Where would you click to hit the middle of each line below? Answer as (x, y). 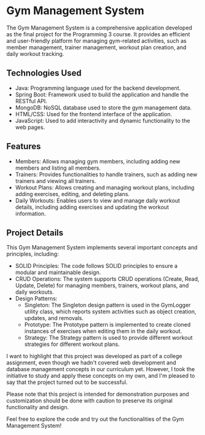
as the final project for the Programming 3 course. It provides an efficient (98, 34)
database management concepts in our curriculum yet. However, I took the (101, 369)
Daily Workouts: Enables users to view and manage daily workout (98, 200)
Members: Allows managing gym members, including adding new (98, 161)
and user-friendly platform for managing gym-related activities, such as (96, 41)
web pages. (30, 127)
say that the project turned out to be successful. (67, 382)
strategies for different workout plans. (72, 344)
